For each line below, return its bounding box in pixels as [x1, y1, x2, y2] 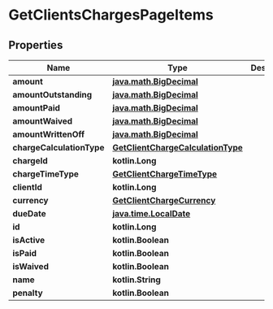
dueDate [12, 208, 46, 219]
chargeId [12, 155, 49, 166]
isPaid [12, 248, 37, 259]
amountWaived [12, 115, 73, 127]
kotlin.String [112, 274, 161, 285]
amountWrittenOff [12, 128, 85, 140]
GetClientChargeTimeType [112, 168, 218, 180]
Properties [8, 38, 63, 52]
